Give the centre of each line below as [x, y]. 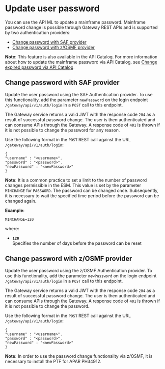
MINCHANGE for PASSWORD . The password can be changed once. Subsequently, [82, 190]
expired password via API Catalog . [40, 67]
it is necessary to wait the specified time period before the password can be [82, 196]
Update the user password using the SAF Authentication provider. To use [79, 94]
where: [12, 228]
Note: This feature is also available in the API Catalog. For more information [81, 56]
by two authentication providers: [38, 32]
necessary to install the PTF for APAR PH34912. [53, 361]
